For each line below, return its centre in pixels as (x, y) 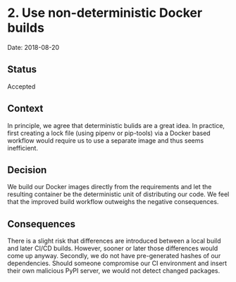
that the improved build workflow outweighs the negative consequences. (113, 202)
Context (25, 109)
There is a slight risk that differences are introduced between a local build (114, 241)
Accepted (21, 86)
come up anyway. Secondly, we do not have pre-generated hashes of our (114, 256)
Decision (27, 170)
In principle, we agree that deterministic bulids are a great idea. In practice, (116, 125)
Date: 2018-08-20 (33, 47)
